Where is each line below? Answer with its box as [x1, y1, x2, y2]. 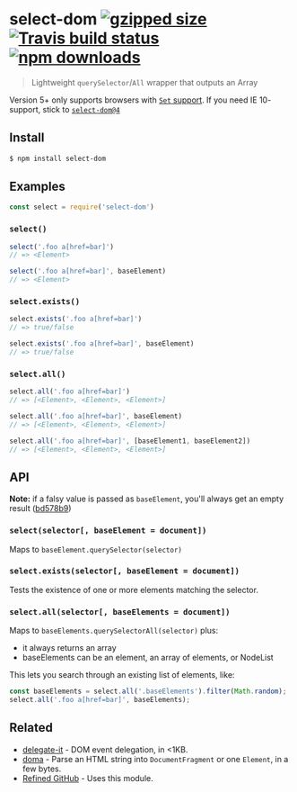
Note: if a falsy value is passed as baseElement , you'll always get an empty [9, 493, 284, 504]
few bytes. [22, 763, 62, 774]
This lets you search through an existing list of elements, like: [9, 670, 235, 680]
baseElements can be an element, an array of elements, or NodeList [22, 652, 274, 663]
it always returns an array [22, 643, 117, 653]
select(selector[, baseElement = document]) [9, 526, 207, 535]
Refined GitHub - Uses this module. [22, 772, 154, 783]
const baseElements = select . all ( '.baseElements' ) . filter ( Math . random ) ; [9, 687, 287, 697]
